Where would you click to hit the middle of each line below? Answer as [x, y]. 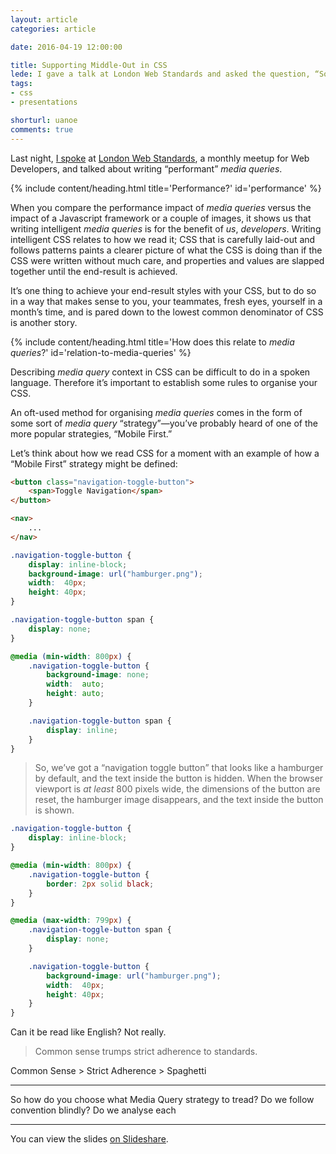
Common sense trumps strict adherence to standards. [146, 1052]
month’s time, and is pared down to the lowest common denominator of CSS [167, 312]
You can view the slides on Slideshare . [89, 1139]
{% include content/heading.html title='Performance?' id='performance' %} [166, 188]
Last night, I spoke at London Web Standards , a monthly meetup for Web [160, 158]
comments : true [42, 129]
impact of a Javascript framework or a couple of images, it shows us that [161, 218]
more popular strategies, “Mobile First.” [91, 433]
